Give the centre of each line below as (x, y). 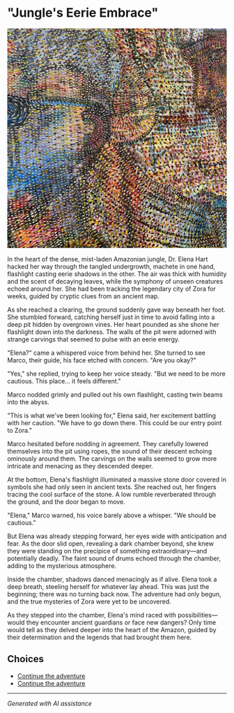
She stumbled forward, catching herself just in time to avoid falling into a (111, 317)
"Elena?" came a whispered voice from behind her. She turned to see (106, 353)
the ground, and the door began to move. (66, 501)
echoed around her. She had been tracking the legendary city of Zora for (111, 289)
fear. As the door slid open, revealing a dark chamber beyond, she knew (111, 543)
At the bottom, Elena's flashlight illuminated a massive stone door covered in (117, 480)
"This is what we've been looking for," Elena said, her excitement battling (112, 415)
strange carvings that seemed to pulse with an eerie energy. (93, 339)
